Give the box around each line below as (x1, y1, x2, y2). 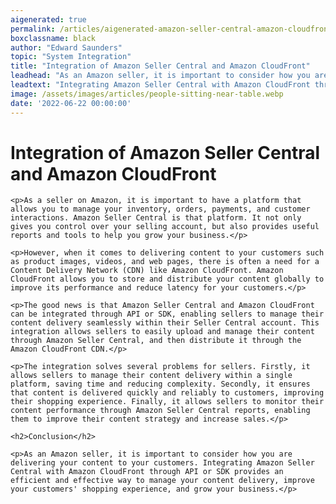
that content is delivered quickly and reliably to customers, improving (10, 388, 325, 398)
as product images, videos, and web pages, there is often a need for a (10, 257, 320, 267)
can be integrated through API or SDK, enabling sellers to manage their (10, 309, 325, 320)
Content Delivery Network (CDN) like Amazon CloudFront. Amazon (10, 266, 284, 276)
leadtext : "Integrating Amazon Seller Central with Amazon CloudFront (10, 80, 311, 90)
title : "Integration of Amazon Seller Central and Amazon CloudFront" (10, 61, 311, 71)
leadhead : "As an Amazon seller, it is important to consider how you (10, 71, 311, 81)
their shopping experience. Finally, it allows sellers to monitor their (10, 397, 325, 407)
